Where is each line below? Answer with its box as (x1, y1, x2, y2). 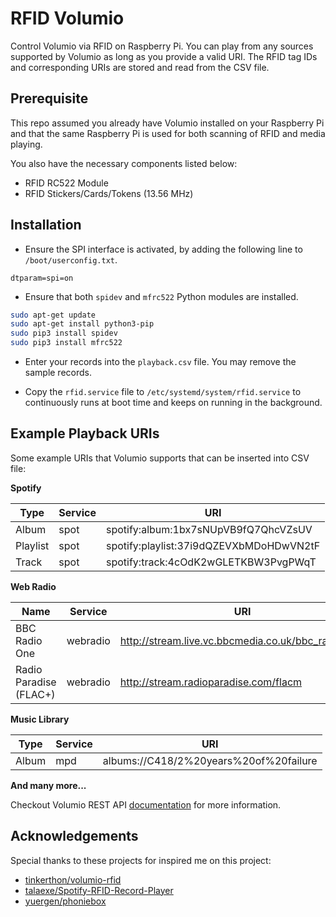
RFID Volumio (10, 7, 125, 30)
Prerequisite (10, 90, 89, 107)
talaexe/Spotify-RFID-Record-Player (24, 884, 174, 896)
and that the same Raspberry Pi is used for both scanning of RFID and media (10, 127, 326, 139)
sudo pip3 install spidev (10, 328, 118, 339)
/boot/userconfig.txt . (24, 253, 118, 266)
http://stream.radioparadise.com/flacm (119, 675, 303, 689)
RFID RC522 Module (24, 177, 109, 189)
